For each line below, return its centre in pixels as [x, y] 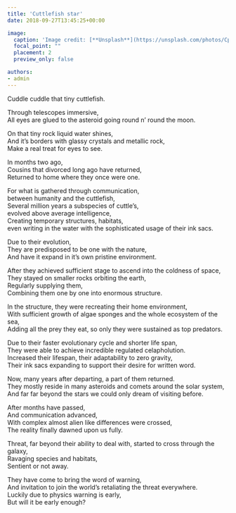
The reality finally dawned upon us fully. [65, 430]
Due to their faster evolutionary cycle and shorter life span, [92, 342]
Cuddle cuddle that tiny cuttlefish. [56, 99]
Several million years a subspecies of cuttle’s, [73, 206]
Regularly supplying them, [45, 285]
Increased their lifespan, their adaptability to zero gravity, [90, 357]
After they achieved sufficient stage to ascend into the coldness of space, [114, 270]
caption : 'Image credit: [50, 39]
